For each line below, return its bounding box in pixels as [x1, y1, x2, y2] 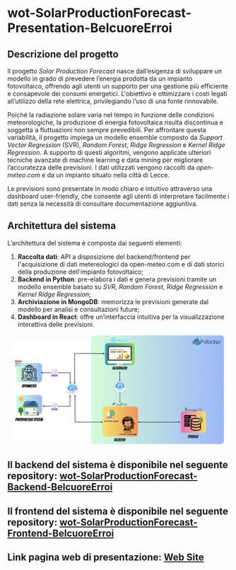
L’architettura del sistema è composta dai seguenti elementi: [7, 238, 182, 247]
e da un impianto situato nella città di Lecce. [41, 171, 170, 179]
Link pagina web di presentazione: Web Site [7, 552, 205, 564]
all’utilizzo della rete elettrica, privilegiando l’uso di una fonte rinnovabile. [7, 97, 219, 105]
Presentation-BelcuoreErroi [7, 20, 172, 36]
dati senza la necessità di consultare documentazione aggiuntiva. [7, 199, 198, 208]
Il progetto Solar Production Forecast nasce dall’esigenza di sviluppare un [7, 67, 223, 75]
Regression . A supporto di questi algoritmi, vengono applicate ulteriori [7, 149, 211, 156]
